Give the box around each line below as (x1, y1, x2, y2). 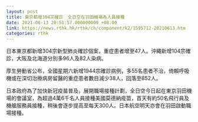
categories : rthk (6, 31, 49, 37)
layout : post (6, 8, 38, 15)
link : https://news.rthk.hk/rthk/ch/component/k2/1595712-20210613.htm (6, 25, 186, 31)
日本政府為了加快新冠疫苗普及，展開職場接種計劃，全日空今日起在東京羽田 (6, 87, 187, 94)
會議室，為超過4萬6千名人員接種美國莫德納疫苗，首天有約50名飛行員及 (16, 95, 190, 102)
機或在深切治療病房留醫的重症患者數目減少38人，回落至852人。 (6, 75, 161, 82)
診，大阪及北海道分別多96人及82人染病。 (6, 55, 107, 62)
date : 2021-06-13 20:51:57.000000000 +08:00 (6, 19, 117, 25)
